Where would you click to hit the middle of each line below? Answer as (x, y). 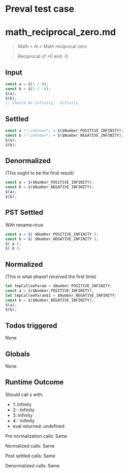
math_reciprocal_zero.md (60, 32)
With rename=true (24, 225)
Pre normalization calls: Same (36, 436)
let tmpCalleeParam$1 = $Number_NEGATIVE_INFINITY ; (61, 295)
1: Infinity (22, 404)
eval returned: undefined (39, 426)
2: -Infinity (23, 410)
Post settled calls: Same (30, 456)
